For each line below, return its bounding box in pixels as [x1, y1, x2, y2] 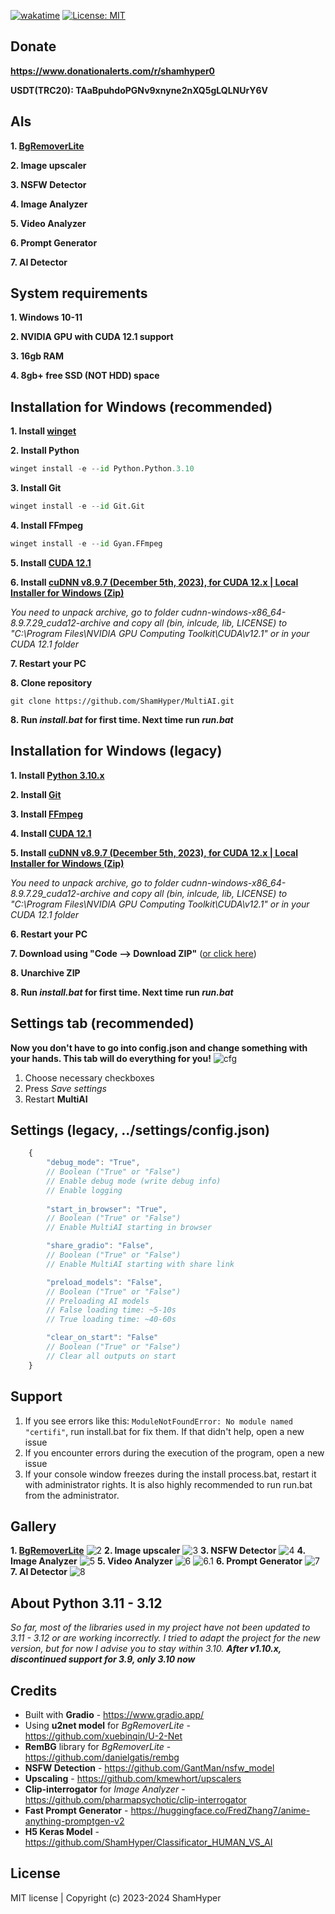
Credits [10, 1682, 58, 1699]
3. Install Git [10, 482, 62, 494]
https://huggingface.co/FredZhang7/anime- [130, 1804, 311, 1816]
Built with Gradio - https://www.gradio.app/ [24, 1708, 205, 1720]
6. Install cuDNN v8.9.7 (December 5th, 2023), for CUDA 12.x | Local [10, 576, 299, 588]
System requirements [10, 285, 148, 302]
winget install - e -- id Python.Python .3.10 [10, 464, 195, 474]
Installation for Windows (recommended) [10, 398, 273, 415]
